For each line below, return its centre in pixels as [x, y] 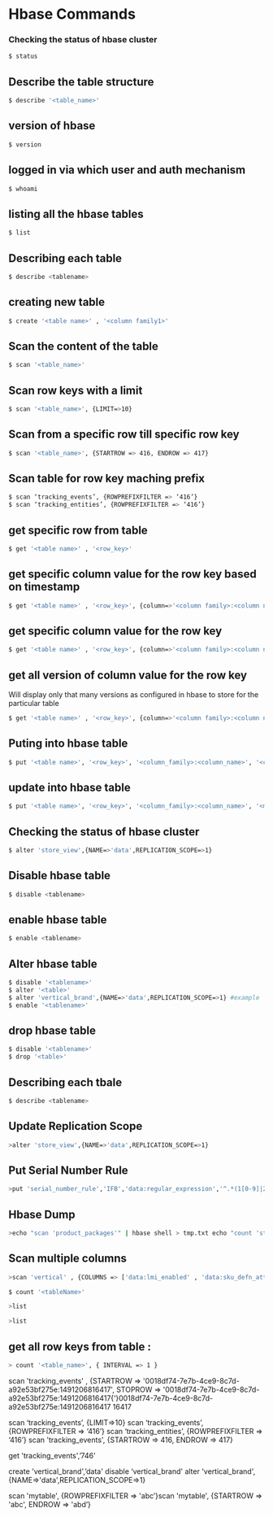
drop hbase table [52, 1031]
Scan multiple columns [68, 1259]
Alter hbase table [53, 963]
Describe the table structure [81, 82]
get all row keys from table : [80, 1347]
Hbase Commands [72, 14]
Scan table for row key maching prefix [107, 478]
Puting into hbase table [68, 744]
